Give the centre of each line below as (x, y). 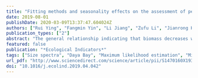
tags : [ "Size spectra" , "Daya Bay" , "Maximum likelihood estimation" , (95, 55)
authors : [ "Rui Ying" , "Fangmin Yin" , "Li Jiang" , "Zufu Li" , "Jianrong (97, 28)
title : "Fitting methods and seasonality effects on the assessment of (96, 11)
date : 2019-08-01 (27, 17)
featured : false (26, 45)
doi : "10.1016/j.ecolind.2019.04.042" (54, 66)
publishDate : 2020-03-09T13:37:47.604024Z (59, 22)
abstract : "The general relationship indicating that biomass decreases (97, 39)
